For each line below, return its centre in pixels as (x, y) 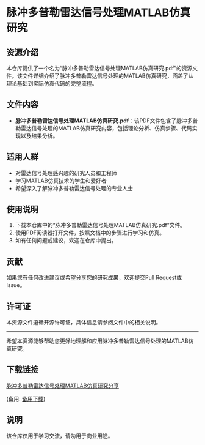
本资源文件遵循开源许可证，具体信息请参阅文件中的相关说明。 (84, 323)
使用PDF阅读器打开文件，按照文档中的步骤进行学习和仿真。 (90, 233)
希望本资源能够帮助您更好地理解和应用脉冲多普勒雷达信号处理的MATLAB (97, 341)
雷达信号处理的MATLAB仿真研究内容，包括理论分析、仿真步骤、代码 (106, 128)
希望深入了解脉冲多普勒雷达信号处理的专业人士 (74, 188)
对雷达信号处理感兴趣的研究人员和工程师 (66, 173)
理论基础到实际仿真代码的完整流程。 (52, 84)
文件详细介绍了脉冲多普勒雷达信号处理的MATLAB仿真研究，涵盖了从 (108, 76)
